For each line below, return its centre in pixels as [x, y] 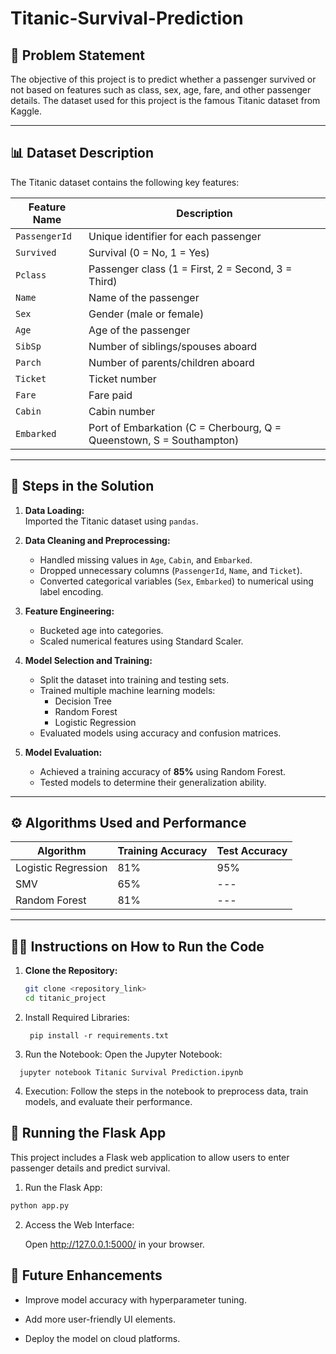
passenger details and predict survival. [90, 1168]
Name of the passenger [144, 297]
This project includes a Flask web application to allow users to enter [150, 1157]
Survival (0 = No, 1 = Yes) [149, 252]
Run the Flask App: [63, 1187]
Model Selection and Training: [88, 660]
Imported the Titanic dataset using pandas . [111, 521]
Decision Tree [83, 701]
